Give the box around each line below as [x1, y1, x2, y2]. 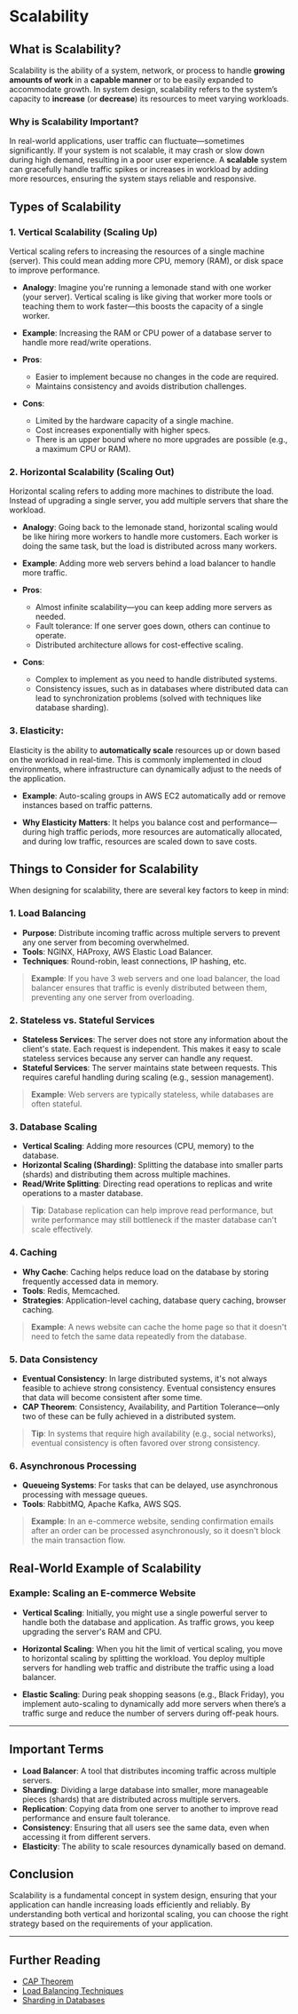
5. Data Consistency [9, 1352, 98, 1365]
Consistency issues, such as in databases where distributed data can [35, 684, 288, 694]
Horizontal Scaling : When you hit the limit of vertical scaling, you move [21, 1643, 283, 1653]
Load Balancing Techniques [21, 1986, 124, 1996]
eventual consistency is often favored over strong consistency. [30, 1437, 260, 1448]
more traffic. [21, 567, 68, 578]
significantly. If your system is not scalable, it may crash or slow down [9, 145, 265, 156]
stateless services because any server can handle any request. [21, 1052, 254, 1063]
